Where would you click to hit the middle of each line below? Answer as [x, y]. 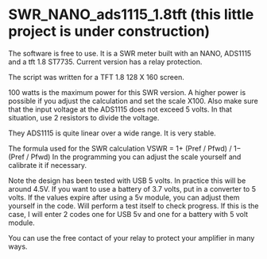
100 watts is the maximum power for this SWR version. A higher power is [127, 92]
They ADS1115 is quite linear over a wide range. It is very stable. [112, 133]
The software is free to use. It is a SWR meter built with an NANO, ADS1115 [130, 53]
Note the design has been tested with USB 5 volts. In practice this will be [127, 181]
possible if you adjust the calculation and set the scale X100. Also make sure [133, 101]
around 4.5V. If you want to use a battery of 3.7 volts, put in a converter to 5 [132, 189]
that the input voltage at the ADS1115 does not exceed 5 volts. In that [120, 109]
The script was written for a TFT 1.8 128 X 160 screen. [96, 77]
